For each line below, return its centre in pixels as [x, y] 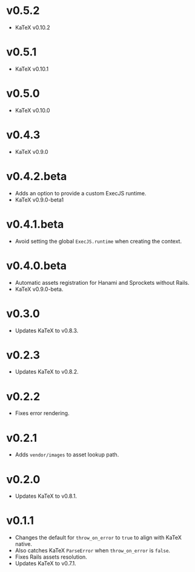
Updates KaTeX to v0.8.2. [47, 372]
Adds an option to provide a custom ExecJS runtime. [81, 193]
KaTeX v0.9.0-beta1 [39, 200]
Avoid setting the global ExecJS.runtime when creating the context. [98, 241]
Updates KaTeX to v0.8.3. [47, 330]
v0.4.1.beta [35, 224]
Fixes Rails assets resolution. [51, 557]
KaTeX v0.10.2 [32, 27]
